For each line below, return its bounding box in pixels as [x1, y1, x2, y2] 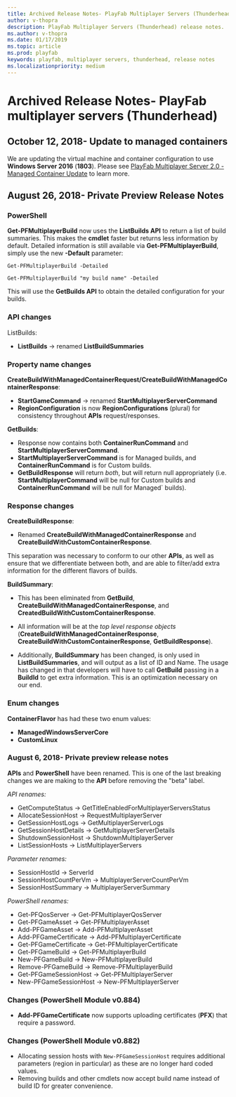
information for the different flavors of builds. [7, 566, 138, 575]
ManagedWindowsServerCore [17, 728, 109, 736]
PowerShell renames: [7, 897, 69, 905]
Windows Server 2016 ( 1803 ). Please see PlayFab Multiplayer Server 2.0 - [7, 162, 225, 170]
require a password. [17, 1018, 76, 1027]
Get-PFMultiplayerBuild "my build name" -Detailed [7, 275, 159, 282]
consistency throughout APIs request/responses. [17, 411, 160, 420]
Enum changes [7, 699, 60, 708]
